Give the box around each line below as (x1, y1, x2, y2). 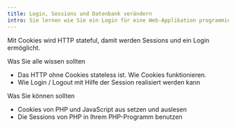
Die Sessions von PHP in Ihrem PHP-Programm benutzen (17, 113, 183, 121)
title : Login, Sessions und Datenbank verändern (7, 10, 152, 17)
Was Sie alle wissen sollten (7, 57, 86, 65)
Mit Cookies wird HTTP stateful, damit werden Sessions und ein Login (7, 36, 209, 44)
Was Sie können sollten (7, 92, 75, 100)
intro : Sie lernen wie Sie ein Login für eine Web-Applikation (7, 17, 197, 24)
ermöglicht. (7, 43, 41, 52)
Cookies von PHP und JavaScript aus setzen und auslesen (17, 105, 188, 113)
